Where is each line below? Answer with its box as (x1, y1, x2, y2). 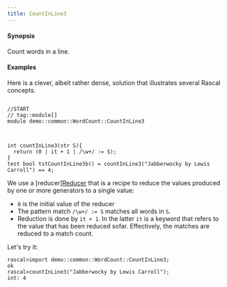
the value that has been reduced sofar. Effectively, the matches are (17, 222, 210, 231)
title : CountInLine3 (7, 10, 68, 17)
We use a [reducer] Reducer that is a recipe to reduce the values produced (7, 179, 221, 187)
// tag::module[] (7, 112, 58, 119)
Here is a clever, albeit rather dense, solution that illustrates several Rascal (7, 79, 221, 87)
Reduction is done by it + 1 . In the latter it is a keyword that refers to (17, 215, 219, 223)
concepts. (7, 86, 36, 95)
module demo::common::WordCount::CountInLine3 (7, 118, 145, 125)
